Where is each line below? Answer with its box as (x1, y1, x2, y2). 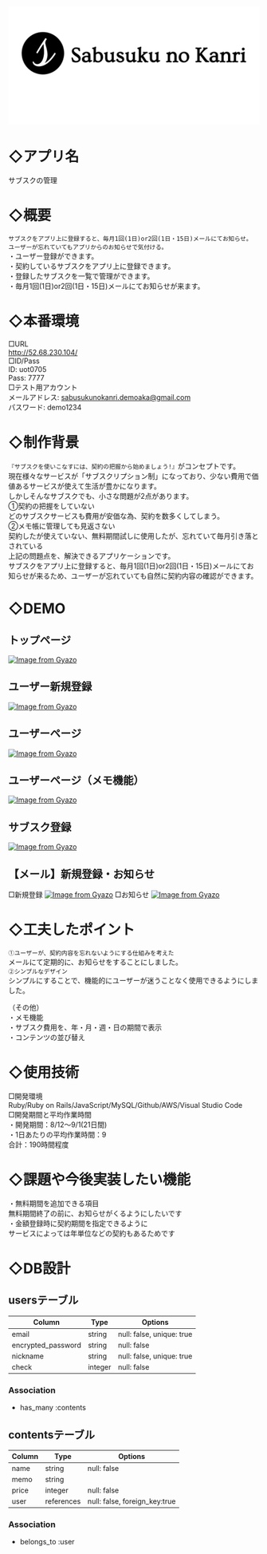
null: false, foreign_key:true (87, 1497, 176, 1506)
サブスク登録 (8, 820, 72, 834)
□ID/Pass (8, 356, 40, 366)
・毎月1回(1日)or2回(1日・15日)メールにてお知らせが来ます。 (8, 282, 205, 291)
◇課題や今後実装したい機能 (8, 1171, 191, 1189)
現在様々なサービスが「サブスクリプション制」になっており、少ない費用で (8, 471, 253, 480)
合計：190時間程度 (8, 1140, 69, 1149)
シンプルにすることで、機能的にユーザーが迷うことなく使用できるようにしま (8, 975, 259, 985)
